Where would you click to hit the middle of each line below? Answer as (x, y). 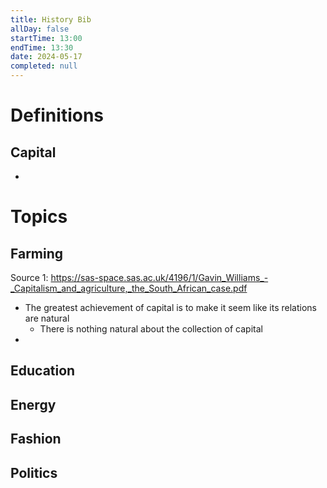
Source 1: (29, 277)
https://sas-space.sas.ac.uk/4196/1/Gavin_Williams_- (159, 277)
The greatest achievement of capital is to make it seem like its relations (171, 307)
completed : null (44, 66)
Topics (39, 217)
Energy (33, 404)
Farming (37, 253)
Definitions (57, 115)
